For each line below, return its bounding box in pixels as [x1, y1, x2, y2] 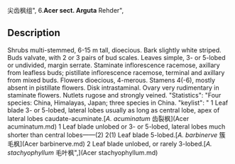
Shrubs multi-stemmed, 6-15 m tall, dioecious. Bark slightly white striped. [7, 45, 222, 54]
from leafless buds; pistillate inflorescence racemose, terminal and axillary [7, 68, 225, 76]
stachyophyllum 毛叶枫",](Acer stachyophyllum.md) [7, 148, 158, 157]
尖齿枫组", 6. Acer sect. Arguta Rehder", [7, 6, 124, 14]
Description [7, 27, 60, 39]
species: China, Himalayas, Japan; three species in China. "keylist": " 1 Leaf [7, 98, 229, 107]
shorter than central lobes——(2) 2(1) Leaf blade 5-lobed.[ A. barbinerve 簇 [7, 130, 226, 139]
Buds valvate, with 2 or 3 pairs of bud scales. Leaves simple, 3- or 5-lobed [7, 53, 226, 61]
